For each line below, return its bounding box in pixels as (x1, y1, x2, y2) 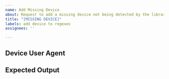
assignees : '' (5, 26, 35, 31)
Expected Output (5, 65, 60, 74)
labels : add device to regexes (5, 21, 71, 26)
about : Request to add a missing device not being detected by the (5, 12, 150, 17)
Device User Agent (5, 48, 65, 57)
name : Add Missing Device (5, 7, 59, 12)
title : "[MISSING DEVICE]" (5, 16, 62, 21)
